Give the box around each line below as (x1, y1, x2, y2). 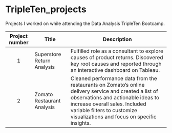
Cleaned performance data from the (71, 75, 157, 82)
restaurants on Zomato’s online (71, 81, 145, 88)
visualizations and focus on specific (71, 113, 157, 120)
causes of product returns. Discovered (71, 54, 163, 61)
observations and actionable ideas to (71, 94, 160, 101)
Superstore (34, 50, 61, 58)
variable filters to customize (71, 107, 137, 114)
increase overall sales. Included (71, 100, 146, 108)
